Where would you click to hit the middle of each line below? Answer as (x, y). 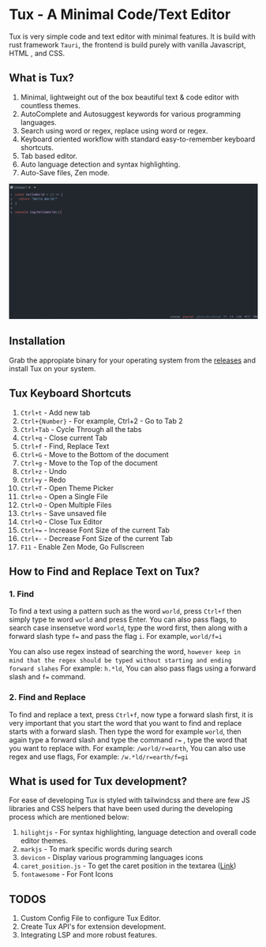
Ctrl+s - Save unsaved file (64, 513)
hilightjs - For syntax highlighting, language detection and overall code (138, 832)
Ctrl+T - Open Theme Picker (67, 488)
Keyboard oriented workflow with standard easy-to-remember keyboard (138, 139)
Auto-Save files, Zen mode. (65, 172)
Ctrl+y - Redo (43, 479)
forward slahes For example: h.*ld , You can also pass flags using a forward (132, 668)
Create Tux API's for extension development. (93, 926)
